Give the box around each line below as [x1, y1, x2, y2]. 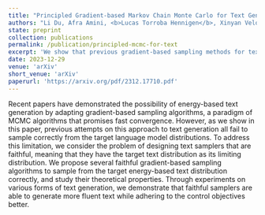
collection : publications [8, 33, 93, 42]
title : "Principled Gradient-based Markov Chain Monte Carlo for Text [8, 11, 245, 20]
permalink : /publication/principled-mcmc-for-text [8, 41, 178, 49]
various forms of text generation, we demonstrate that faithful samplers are [8, 183, 252, 192]
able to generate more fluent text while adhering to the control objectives [8, 191, 246, 201]
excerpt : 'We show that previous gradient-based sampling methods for [8, 48, 245, 56]
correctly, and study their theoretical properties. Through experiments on [8, 174, 246, 183]
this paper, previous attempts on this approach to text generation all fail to [8, 124, 248, 134]
